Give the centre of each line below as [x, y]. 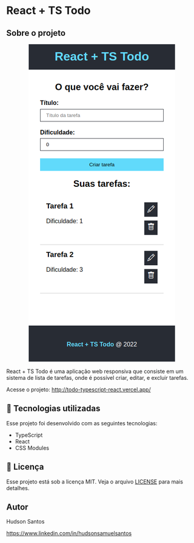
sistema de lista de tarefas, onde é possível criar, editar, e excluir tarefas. [97, 378]
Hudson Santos [25, 522]
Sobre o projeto [36, 33]
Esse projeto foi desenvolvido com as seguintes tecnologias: [82, 423]
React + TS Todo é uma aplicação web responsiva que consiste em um [95, 371]
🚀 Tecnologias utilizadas [53, 409]
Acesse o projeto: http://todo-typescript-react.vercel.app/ [79, 390]
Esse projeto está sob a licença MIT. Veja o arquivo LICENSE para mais [95, 481]
